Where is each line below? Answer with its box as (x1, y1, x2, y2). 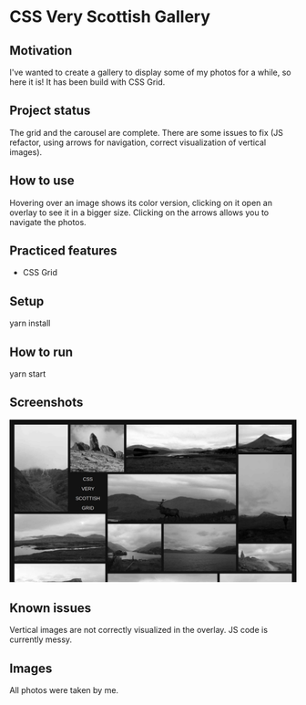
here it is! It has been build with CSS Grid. (9, 77, 166, 88)
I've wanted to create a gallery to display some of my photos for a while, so (9, 67, 291, 78)
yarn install (9, 317, 51, 329)
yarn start (9, 368, 46, 379)
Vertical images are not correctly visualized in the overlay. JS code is (9, 625, 269, 636)
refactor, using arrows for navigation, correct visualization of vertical (9, 137, 267, 148)
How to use (9, 173, 75, 189)
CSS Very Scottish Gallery (9, 6, 211, 27)
